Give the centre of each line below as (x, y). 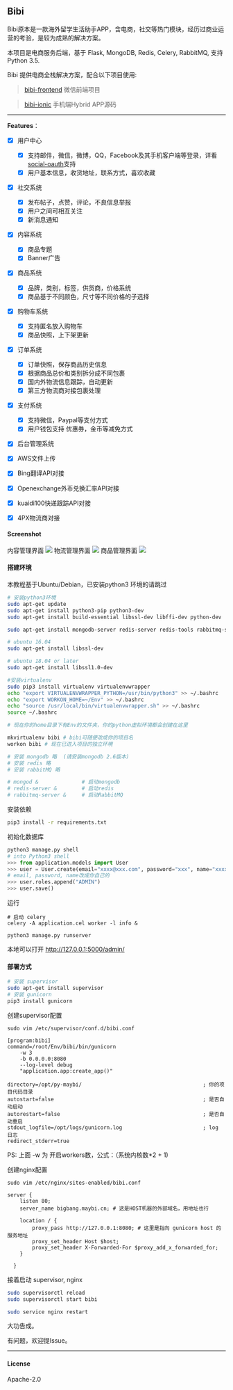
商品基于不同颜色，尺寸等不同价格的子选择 (88, 296)
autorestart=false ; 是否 (113, 1114)
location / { (38, 1220)
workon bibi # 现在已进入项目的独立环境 (60, 744)
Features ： (23, 125)
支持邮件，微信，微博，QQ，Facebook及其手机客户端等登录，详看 (122, 155)
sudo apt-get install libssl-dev (55, 649)
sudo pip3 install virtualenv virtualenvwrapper (79, 687)
